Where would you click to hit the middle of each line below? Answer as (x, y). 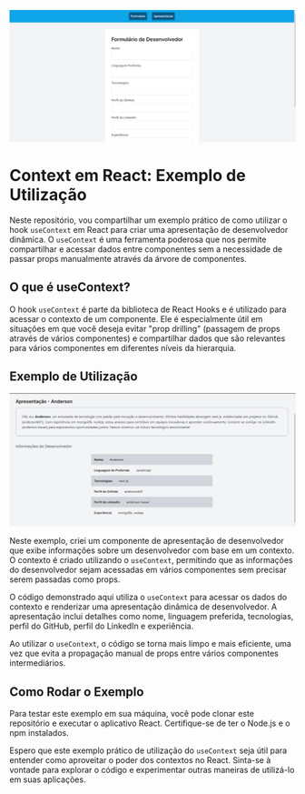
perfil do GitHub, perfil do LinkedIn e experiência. (102, 626)
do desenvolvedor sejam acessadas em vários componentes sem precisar (148, 570)
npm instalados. (39, 732)
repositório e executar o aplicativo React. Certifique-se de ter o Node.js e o (150, 723)
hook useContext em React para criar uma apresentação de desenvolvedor (149, 229)
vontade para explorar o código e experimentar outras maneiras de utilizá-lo (152, 769)
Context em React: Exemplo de (128, 176)
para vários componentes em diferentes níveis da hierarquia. (123, 347)
